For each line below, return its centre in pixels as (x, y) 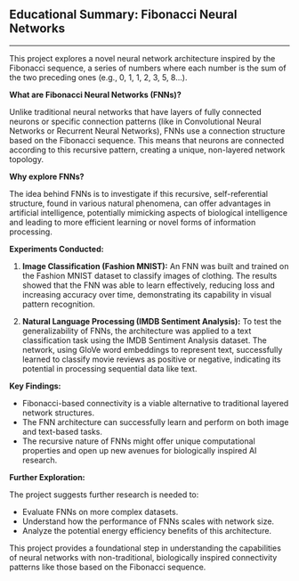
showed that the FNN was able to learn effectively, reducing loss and (149, 285)
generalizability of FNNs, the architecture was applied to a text (137, 331)
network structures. (58, 413)
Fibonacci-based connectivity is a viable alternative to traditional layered (155, 403)
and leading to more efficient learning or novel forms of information (133, 222)
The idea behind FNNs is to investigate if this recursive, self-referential (139, 193)
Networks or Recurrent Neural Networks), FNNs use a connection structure (147, 131)
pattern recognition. (58, 304)
